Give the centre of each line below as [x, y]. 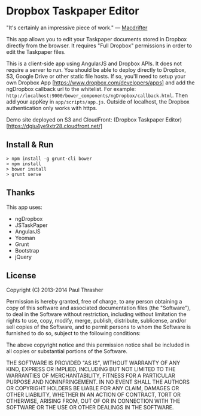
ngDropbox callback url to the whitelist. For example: [71, 89]
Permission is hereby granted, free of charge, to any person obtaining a [94, 302]
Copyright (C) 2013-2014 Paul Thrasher [55, 290]
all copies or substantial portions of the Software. [67, 351]
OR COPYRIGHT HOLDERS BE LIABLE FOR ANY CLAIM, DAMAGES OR [93, 388]
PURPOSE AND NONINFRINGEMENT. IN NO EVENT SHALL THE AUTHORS [98, 382]
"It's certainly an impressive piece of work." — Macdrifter [77, 28]
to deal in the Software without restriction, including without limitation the [96, 314]
